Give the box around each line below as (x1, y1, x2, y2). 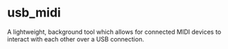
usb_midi (7, 5, 61, 21)
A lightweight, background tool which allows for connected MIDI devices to (7, 28, 222, 36)
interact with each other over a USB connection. (7, 35, 144, 43)
